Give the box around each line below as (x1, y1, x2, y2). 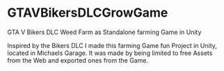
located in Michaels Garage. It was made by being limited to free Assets (7, 49, 213, 57)
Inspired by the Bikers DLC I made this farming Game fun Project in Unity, (7, 41, 218, 49)
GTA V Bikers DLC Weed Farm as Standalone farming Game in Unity (7, 28, 202, 36)
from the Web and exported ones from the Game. (7, 56, 148, 64)
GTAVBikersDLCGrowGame (7, 5, 168, 21)
